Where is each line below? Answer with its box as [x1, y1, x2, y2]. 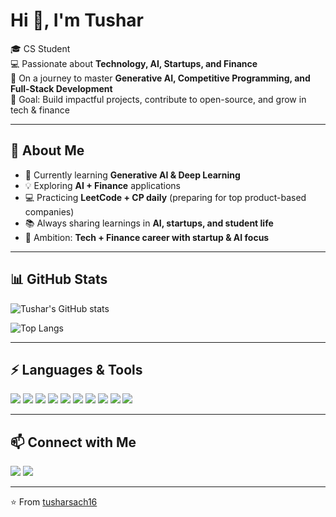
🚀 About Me [10, 142, 85, 159]
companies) [24, 205, 75, 218]
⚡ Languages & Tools [10, 361, 143, 378]
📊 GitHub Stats [10, 271, 108, 288]
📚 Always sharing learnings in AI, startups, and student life [24, 217, 274, 229]
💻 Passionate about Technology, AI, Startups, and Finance [10, 57, 258, 69]
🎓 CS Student [10, 42, 71, 54]
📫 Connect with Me [10, 434, 137, 451]
